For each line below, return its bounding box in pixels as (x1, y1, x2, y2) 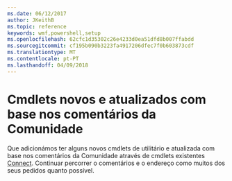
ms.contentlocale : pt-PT (7, 55, 79, 62)
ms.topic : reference (7, 23, 67, 30)
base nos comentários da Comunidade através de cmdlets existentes (7, 151, 205, 160)
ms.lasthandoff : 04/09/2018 (7, 62, 89, 69)
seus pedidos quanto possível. (7, 166, 95, 174)
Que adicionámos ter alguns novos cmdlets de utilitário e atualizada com (7, 144, 215, 153)
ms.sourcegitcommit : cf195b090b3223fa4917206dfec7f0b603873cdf (7, 42, 194, 49)
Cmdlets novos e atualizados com (7, 92, 206, 107)
